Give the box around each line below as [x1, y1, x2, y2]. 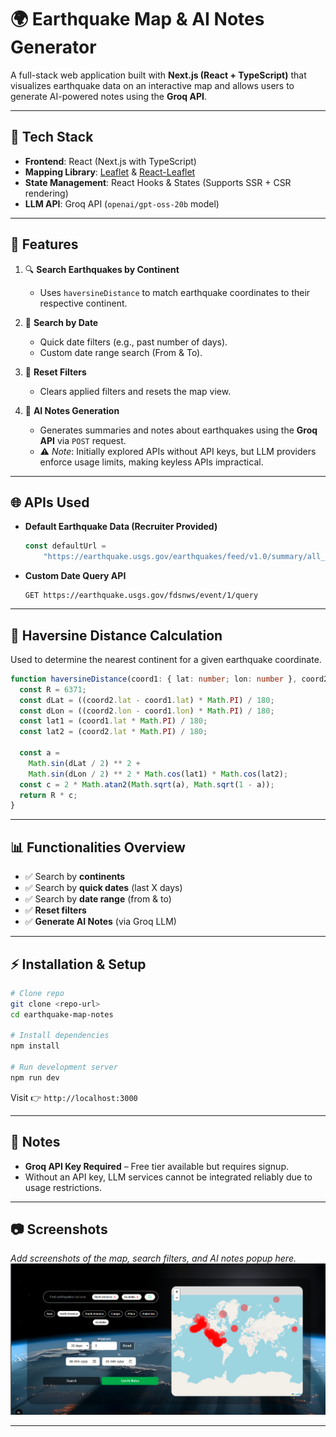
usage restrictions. [24, 1181, 103, 1193]
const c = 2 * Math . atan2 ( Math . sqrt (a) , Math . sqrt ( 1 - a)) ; [19, 779, 275, 790]
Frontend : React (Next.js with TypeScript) [24, 155, 197, 167]
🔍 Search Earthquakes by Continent [24, 263, 180, 275]
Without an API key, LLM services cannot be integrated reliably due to [24, 1171, 313, 1183]
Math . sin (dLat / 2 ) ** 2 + [28, 758, 141, 768]
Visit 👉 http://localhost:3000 [10, 1091, 138, 1103]
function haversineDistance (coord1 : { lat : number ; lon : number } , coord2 [10, 674, 329, 684]
